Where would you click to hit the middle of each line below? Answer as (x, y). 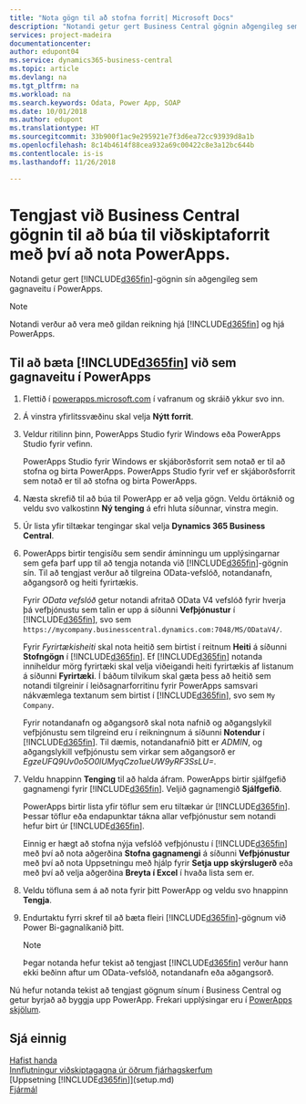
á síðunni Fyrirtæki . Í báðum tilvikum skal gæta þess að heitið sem (147, 676)
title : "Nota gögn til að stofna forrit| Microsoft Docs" (122, 18)
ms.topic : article (44, 69)
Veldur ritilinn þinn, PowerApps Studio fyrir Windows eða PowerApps (151, 434)
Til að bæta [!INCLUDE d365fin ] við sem (123, 363)
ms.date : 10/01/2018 (49, 111)
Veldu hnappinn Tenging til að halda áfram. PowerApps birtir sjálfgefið (154, 779)
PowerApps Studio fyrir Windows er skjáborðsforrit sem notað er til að (154, 462)
